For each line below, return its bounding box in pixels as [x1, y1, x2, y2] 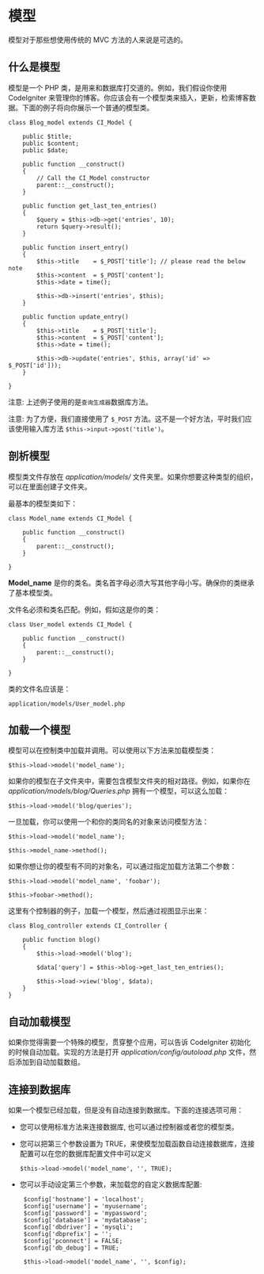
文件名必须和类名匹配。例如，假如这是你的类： [8, 604, 160, 614]
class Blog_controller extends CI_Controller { [8, 922, 168, 930]
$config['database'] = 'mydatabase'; [23, 1216, 148, 1224]
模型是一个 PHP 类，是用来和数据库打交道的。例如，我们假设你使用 [8, 82, 228, 92]
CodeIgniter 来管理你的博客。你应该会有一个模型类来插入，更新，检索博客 [8, 93, 250, 102]
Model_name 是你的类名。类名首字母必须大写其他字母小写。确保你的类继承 [8, 578, 255, 587]
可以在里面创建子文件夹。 [8, 481, 92, 492]
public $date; [22, 146, 69, 155]
